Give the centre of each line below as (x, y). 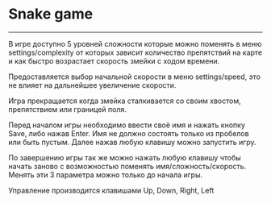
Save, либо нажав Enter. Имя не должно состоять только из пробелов (129, 133)
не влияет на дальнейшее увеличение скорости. (92, 85)
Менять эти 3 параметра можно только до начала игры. (106, 175)
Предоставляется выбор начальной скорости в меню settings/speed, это (134, 77)
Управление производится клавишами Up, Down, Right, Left (111, 190)
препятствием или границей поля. (68, 109)
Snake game (51, 14)
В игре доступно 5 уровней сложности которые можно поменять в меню (135, 43)
